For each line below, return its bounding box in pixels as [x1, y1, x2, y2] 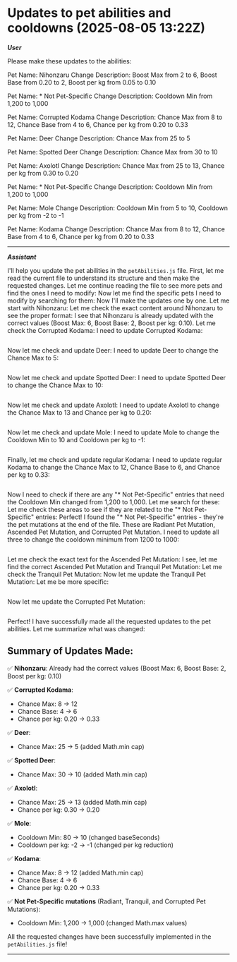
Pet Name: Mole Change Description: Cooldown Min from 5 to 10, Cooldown [7, 203, 228, 212]
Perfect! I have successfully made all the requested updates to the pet [7, 617, 212, 626]
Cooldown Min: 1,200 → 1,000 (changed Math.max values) [17, 918, 188, 927]
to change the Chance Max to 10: [7, 381, 104, 389]
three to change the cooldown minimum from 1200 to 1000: [7, 535, 180, 544]
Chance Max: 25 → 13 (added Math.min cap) [17, 798, 147, 806]
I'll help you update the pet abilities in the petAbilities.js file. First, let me [7, 266, 224, 274]
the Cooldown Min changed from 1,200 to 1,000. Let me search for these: [7, 497, 220, 506]
